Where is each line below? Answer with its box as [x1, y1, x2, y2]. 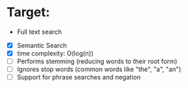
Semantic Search [16, 41, 67, 49]
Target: [6, 4, 50, 20]
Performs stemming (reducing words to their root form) [16, 57, 177, 65]
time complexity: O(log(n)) [16, 49, 94, 57]
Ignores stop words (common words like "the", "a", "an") [16, 65, 182, 74]
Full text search [16, 27, 62, 36]
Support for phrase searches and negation [16, 73, 141, 82]
